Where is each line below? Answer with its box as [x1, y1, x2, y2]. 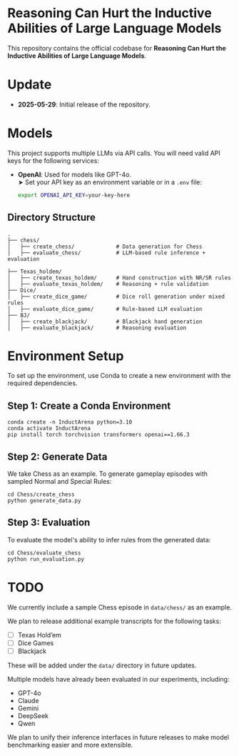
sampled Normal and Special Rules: [7, 477, 112, 486]
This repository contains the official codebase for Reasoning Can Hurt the [7, 44, 226, 52]
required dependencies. [7, 379, 78, 387]
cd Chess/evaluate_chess [7, 549, 81, 557]
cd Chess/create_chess [7, 491, 75, 498]
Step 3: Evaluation [7, 517, 91, 529]
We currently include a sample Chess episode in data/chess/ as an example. [7, 602, 232, 612]
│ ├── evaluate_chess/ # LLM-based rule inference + [7, 249, 205, 257]
